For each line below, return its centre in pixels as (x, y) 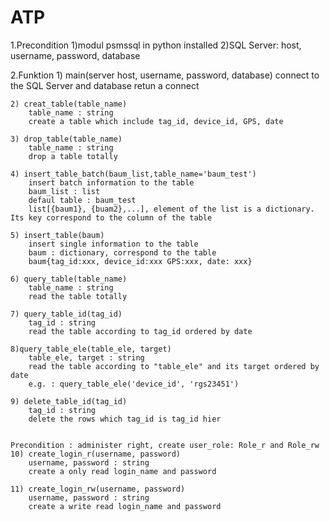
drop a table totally (73, 156)
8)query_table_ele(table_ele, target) (91, 349)
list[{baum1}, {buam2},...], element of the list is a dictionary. (171, 209)
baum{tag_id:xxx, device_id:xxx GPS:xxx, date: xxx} (140, 261)
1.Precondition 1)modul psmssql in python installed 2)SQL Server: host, (156, 45)
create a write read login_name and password (125, 506)
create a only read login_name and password (122, 471)
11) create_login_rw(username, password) (98, 489)
